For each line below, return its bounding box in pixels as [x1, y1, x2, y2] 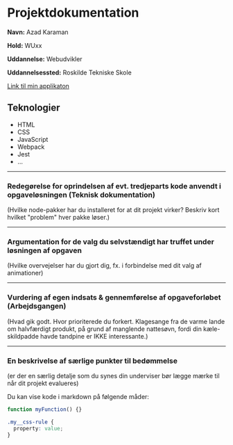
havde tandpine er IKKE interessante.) [40, 332, 148, 340]
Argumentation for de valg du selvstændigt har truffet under [7, 236, 215, 246]
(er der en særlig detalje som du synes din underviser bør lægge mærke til [7, 371, 220, 380]
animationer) [7, 269, 44, 277]
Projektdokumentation [7, 5, 139, 21]
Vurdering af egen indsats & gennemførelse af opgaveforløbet [7, 293, 221, 302]
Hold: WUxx [7, 41, 42, 49]
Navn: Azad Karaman [7, 28, 69, 36]
